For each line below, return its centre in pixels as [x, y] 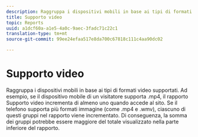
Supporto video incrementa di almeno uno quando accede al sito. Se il [92, 103]
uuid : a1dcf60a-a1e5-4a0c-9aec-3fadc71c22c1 [62, 28]
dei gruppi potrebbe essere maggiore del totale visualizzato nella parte [92, 122]
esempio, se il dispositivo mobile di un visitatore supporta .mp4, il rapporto [97, 96]
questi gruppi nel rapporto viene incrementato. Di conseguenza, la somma [97, 115]
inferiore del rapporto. [33, 128]
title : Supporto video [34, 17]
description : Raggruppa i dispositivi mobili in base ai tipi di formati [99, 12]
